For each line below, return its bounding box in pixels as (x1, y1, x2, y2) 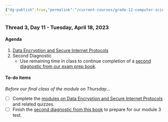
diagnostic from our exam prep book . (19, 63, 96, 69)
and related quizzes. (12, 101, 55, 107)
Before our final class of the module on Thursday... (5, 85, 110, 91)
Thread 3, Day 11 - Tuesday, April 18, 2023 (5, 23, 109, 30)
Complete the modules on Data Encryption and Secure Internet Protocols (12, 95, 163, 101)
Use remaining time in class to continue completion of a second (19, 58, 151, 64)
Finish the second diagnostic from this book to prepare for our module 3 (12, 106, 161, 112)
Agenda (5, 36, 22, 42)
